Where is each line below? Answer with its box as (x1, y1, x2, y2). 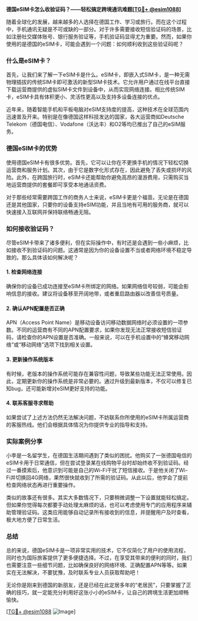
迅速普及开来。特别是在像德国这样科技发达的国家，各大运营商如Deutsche (6, 113, 184, 121)
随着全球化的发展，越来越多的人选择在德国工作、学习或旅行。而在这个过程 (6, 18, 187, 25)
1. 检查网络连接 (6, 268, 42, 275)
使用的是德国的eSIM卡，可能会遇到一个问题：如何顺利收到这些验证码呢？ (6, 41, 184, 47)
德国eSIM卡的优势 (6, 144, 58, 152)
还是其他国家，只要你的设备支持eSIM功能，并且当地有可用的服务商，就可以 (6, 201, 189, 208)
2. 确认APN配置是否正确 (6, 304, 65, 312)
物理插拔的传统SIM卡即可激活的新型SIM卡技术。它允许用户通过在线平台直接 (6, 79, 190, 86)
